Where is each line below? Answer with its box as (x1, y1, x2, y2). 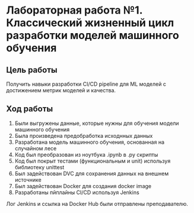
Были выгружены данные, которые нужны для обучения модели (14, 120, 179, 127)
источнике (14, 176, 42, 183)
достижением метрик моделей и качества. (6, 87, 116, 93)
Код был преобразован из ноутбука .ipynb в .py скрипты (14, 151, 158, 158)
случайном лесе (14, 144, 57, 151)
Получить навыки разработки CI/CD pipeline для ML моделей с (6, 80, 166, 88)
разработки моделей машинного (6, 29, 179, 42)
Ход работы (6, 104, 53, 114)
